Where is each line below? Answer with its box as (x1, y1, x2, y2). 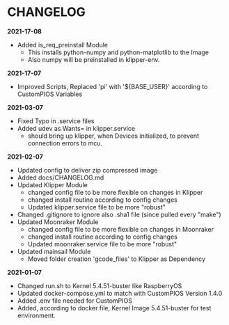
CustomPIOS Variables (17, 90, 83, 98)
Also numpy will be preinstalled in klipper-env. (27, 55, 160, 63)
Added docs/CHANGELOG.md (17, 173, 104, 182)
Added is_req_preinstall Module (17, 40, 109, 49)
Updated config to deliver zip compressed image (17, 166, 158, 174)
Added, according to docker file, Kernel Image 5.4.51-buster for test (17, 303, 212, 312)
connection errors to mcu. (27, 138, 103, 147)
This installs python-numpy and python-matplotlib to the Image (27, 48, 209, 56)
